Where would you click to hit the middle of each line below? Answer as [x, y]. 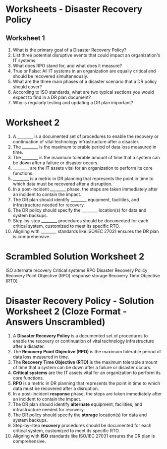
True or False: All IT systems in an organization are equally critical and [84, 71]
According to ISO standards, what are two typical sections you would [83, 92]
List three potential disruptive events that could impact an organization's [86, 55]
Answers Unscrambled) [56, 322]
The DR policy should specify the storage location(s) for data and [80, 415]
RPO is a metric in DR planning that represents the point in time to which [86, 383]
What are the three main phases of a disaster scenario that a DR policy [85, 81]
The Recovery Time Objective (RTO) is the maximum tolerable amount [85, 362]
